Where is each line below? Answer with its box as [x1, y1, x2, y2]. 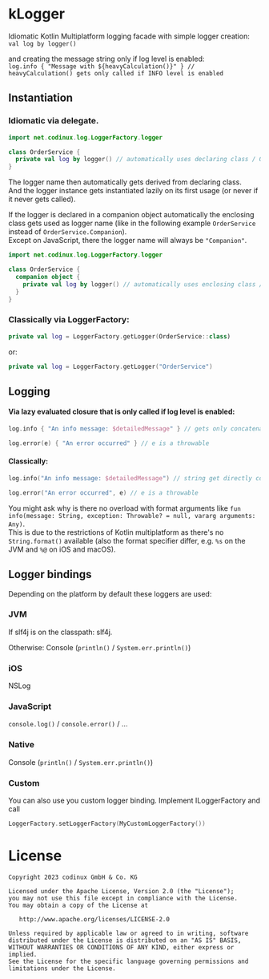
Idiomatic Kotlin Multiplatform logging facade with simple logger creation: [8, 31, 250, 41]
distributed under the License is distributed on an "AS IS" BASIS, [8, 936, 242, 945]
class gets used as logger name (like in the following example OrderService [8, 218, 256, 229]
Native [8, 739, 34, 750]
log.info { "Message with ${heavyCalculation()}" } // [8, 62, 195, 71]
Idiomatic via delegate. [8, 115, 99, 127]
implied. [8, 950, 38, 958]
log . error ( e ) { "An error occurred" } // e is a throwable [8, 439, 210, 447]
